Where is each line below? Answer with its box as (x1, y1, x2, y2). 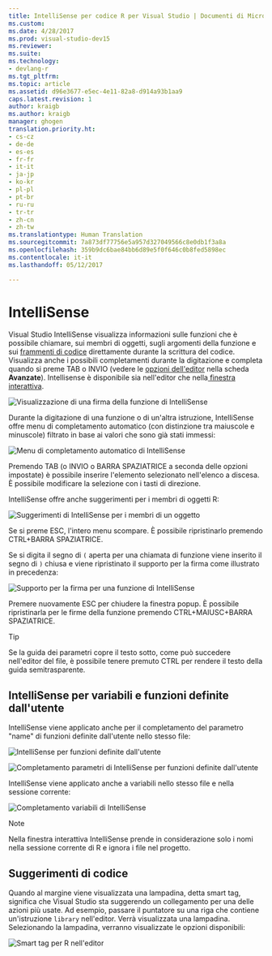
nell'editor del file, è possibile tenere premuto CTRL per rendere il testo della (8, 657, 263, 666)
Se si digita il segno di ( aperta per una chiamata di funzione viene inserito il (8, 550, 262, 560)
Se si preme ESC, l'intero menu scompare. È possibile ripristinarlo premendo (8, 526, 263, 536)
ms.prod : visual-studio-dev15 (8, 34, 111, 43)
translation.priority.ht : (8, 125, 96, 133)
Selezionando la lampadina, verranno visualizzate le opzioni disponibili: (8, 923, 245, 932)
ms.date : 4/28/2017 (8, 27, 74, 35)
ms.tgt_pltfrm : (8, 72, 60, 80)
